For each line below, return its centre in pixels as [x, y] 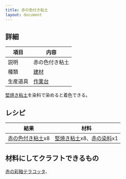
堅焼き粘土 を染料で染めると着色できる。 [48, 95]
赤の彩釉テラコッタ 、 [28, 171]
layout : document [24, 15]
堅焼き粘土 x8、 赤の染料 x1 [86, 139]
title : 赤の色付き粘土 [27, 10]
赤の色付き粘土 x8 [29, 139]
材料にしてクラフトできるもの [52, 158]
